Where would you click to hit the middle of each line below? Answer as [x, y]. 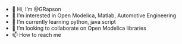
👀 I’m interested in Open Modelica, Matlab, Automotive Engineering [94, 15]
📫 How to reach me [36, 35]
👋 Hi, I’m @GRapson [36, 9]
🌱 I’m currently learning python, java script [64, 22]
